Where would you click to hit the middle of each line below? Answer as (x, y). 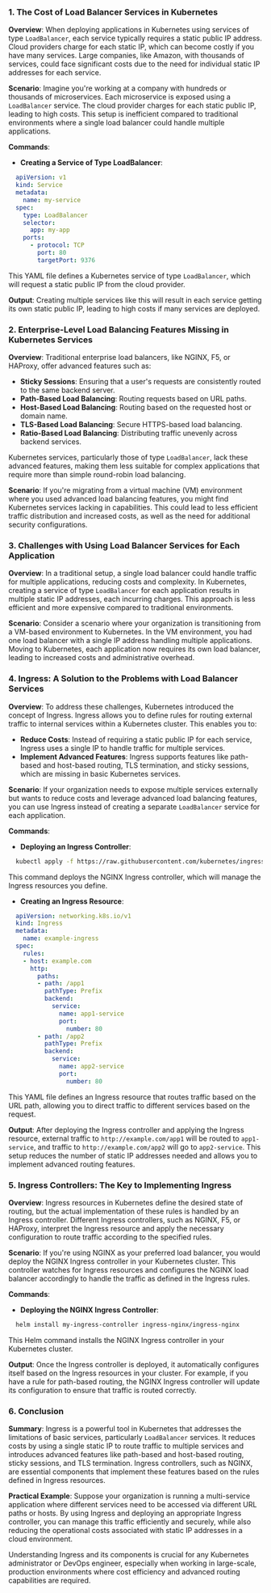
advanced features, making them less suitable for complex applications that (134, 466)
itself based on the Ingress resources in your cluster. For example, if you (128, 1373)
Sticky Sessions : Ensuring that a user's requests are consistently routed (140, 382)
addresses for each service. (55, 73)
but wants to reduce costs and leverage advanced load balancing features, (133, 798)
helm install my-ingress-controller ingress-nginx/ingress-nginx (128, 1324)
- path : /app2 (61, 1036)
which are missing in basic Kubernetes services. (100, 773)
